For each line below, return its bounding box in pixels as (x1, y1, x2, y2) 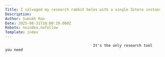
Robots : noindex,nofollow (5, 25, 58, 30)
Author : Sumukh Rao (5, 16, 45, 21)
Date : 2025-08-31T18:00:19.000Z (5, 20, 71, 26)
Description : (5, 12, 32, 17)
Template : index (5, 30, 38, 35)
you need (5, 47, 23, 52)
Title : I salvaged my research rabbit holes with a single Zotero (5, 7, 144, 12)
